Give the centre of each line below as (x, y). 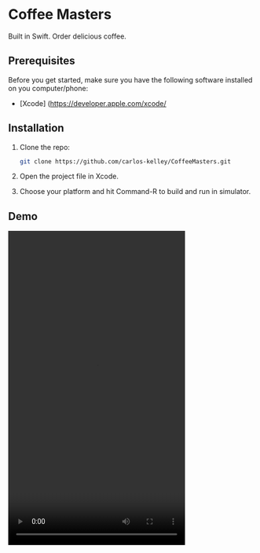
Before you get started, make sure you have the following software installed (130, 79)
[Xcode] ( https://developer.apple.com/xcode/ (93, 103)
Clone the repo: (45, 147)
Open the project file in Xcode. (69, 176)
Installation (36, 128)
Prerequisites (42, 61)
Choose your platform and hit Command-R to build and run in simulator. (135, 192)
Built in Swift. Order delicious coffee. (68, 36)
